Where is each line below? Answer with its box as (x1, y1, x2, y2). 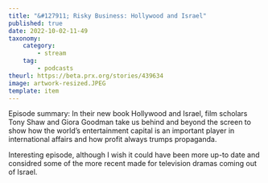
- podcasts (37, 64, 74, 73)
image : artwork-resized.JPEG (8, 79, 106, 87)
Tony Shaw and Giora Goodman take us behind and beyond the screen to (8, 118, 252, 127)
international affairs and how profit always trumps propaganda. (8, 135, 217, 144)
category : (23, 42, 56, 50)
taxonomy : (8, 34, 42, 43)
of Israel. (8, 167, 38, 177)
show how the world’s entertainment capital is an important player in (8, 126, 235, 135)
